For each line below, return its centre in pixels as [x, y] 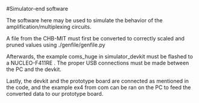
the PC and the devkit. [34, 69]
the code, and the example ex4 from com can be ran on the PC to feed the [99, 87]
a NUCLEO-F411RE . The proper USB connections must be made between [98, 63]
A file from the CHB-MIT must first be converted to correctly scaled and [96, 38]
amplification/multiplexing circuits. [49, 27]
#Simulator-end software [37, 9]
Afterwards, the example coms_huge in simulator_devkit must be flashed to [99, 56]
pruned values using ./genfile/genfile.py [56, 45]
